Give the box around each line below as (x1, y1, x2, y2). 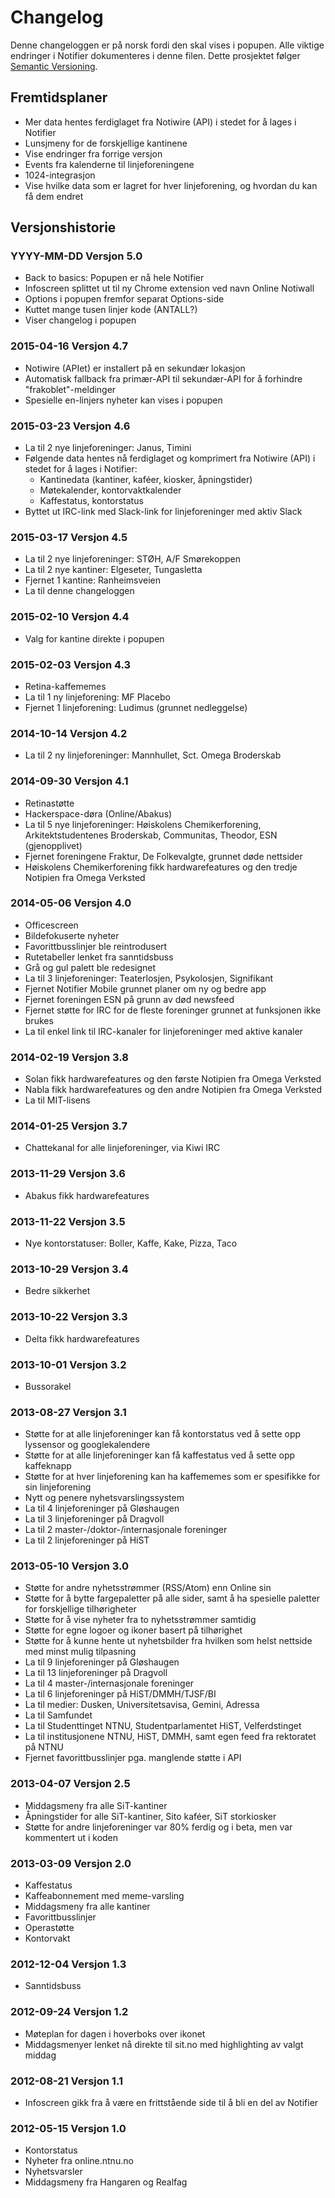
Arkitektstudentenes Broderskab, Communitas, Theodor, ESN (24, 829, 278, 841)
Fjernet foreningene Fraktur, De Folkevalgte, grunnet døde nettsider (24, 850, 303, 862)
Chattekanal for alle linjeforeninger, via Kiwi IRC (24, 1142, 221, 1154)
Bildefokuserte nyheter (24, 929, 120, 941)
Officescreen (24, 919, 79, 931)
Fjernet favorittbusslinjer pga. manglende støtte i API (24, 1752, 242, 1764)
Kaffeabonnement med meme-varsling (24, 1890, 185, 1902)
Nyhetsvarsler (24, 2166, 83, 2178)
